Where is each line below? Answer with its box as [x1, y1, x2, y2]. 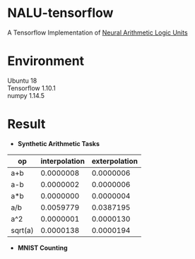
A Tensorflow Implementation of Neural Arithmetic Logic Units [7, 28, 189, 37]
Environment [7, 53, 85, 69]
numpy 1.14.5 [7, 91, 45, 100]
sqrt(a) [11, 225, 34, 235]
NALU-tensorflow [7, 5, 114, 21]
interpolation [40, 156, 85, 166]
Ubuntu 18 [7, 76, 37, 85]
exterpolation [91, 156, 138, 166]
